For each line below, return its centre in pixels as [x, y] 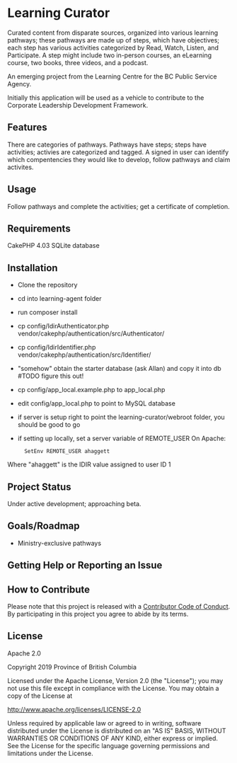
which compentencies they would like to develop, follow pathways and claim [119, 159]
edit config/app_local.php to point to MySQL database [96, 403]
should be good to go [49, 425]
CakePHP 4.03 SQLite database [54, 246]
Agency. [19, 84]
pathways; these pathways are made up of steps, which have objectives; [114, 40]
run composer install [47, 312]
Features [27, 128]
